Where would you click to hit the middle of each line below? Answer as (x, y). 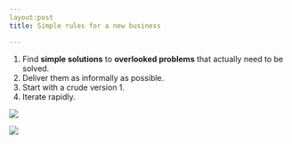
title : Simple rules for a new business (85, 26)
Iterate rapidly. (49, 96)
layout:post (31, 17)
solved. (36, 68)
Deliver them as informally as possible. (93, 77)
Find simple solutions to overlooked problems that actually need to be (153, 59)
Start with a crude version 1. (73, 87)
